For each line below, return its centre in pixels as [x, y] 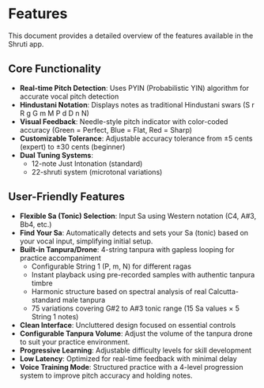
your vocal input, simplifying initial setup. [86, 241]
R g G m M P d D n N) [54, 113]
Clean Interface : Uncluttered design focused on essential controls [128, 325]
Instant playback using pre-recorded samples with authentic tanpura [143, 274]
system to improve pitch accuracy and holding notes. [106, 375]
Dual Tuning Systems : [56, 155]
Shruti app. [26, 43]
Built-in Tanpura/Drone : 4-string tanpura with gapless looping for [127, 249]
